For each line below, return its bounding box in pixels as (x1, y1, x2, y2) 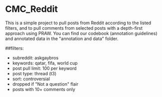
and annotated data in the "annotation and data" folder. (5, 36, 119, 42)
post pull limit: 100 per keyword (12, 65, 77, 71)
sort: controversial (12, 76, 50, 82)
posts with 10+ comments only (12, 86, 76, 92)
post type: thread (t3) (12, 70, 57, 76)
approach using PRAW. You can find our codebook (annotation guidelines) (5, 30, 158, 36)
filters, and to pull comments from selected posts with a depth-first (5, 25, 143, 31)
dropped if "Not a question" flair (12, 81, 79, 87)
